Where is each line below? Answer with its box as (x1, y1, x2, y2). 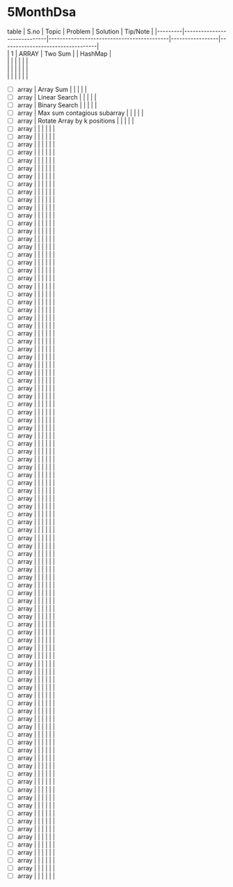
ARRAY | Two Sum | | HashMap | (18, 49, 112, 58)
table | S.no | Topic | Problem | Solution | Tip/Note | (7, 27, 154, 36)
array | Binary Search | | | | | (17, 101, 97, 109)
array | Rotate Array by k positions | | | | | (17, 116, 134, 125)
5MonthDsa (7, 4, 77, 20)
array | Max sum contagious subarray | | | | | (17, 109, 144, 117)
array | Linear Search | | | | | (17, 93, 97, 101)
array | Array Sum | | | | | (17, 85, 87, 93)
